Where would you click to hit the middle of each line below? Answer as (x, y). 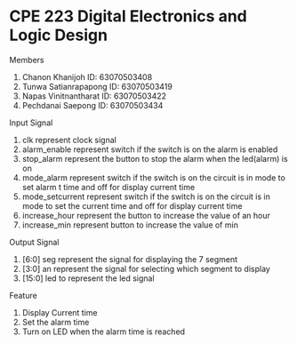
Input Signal (31, 123)
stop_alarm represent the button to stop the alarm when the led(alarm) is (155, 158)
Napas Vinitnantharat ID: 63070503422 (94, 96)
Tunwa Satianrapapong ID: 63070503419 (97, 86)
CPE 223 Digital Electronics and (128, 16)
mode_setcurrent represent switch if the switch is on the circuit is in (146, 196)
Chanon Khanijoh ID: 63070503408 (87, 76)
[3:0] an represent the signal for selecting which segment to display (146, 268)
